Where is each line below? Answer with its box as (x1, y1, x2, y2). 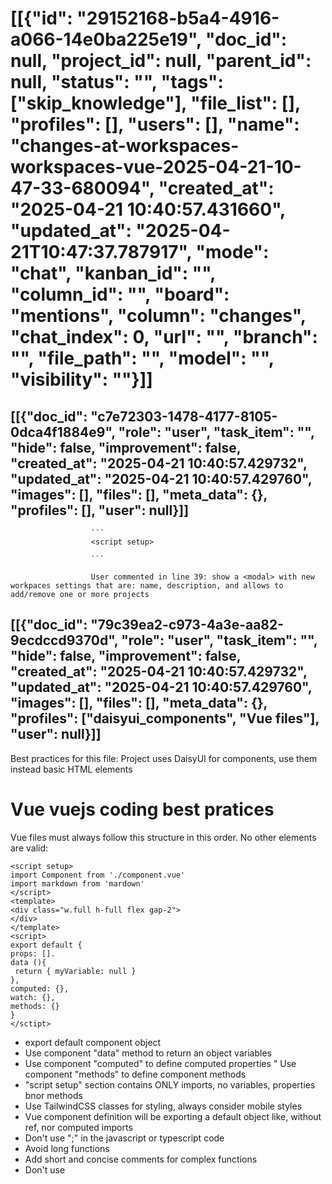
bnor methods (24, 1089, 83, 1101)
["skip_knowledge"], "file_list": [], (10, 92, 301, 115)
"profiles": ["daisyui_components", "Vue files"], (10, 710, 320, 727)
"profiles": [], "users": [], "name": (10, 113, 300, 136)
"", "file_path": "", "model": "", (10, 347, 275, 370)
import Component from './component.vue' (10, 870, 186, 880)
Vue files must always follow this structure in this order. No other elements (10, 831, 317, 843)
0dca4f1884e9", (10, 423, 116, 441)
